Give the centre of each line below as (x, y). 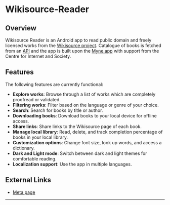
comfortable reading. (34, 158)
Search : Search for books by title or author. (58, 110)
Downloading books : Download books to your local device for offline (84, 115)
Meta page (24, 192)
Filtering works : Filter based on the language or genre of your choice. (86, 105)
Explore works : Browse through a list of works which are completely (84, 94)
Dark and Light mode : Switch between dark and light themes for (80, 153)
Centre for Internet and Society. (38, 56)
